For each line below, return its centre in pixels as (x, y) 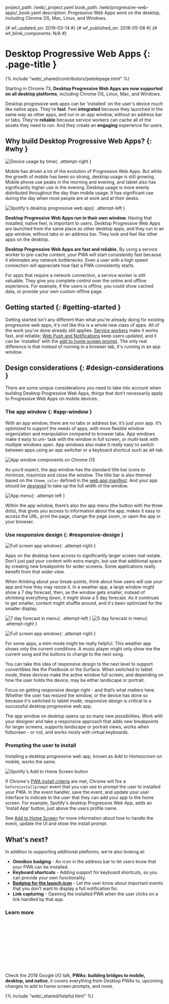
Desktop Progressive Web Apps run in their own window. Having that (79, 218)
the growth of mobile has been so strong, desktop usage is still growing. (80, 177)
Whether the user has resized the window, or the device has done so (77, 695)
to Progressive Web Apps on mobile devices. (52, 399)
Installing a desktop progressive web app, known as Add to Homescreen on (84, 756)
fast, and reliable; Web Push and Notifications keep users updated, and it (81, 336)
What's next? (27, 839)
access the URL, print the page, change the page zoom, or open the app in (83, 516)
